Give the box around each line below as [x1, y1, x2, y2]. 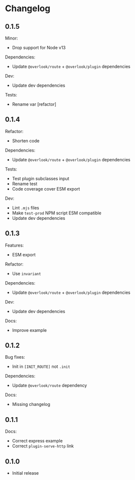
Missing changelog [12, 402, 51, 407]
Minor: [5, 35, 18, 41]
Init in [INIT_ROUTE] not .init [12, 364, 70, 369]
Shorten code [12, 137, 40, 144]
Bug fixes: [5, 354, 25, 360]
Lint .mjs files [12, 205, 39, 211]
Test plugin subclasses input [12, 175, 69, 181]
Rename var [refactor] [12, 101, 57, 107]
